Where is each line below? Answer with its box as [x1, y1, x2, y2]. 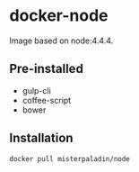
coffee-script [22, 95, 72, 105]
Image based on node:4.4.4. [9, 35, 114, 46]
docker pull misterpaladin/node [9, 154, 130, 163]
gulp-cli [22, 85, 51, 95]
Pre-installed [9, 61, 83, 77]
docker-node [9, 5, 109, 26]
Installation [9, 131, 74, 146]
